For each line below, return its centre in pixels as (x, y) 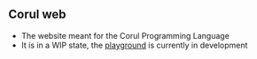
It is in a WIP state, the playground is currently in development (134, 45)
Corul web (38, 15)
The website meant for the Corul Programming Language (125, 35)
